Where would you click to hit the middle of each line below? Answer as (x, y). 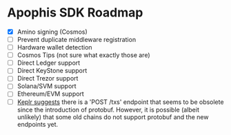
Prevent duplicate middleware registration (77, 40)
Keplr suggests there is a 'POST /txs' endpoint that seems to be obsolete (120, 102)
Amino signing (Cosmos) (52, 32)
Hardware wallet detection (54, 48)
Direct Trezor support (48, 79)
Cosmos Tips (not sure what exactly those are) (83, 55)
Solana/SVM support (47, 86)
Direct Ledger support (49, 63)
